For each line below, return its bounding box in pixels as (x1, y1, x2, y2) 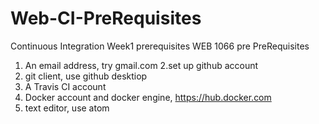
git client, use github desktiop (24, 70, 148, 82)
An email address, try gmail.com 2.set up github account (24, 59, 259, 71)
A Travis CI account (24, 80, 107, 92)
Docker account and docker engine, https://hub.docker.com (24, 91, 272, 103)
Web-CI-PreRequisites (10, 7, 202, 30)
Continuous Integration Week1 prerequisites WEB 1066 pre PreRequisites (10, 40, 310, 52)
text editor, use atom (24, 102, 110, 114)
